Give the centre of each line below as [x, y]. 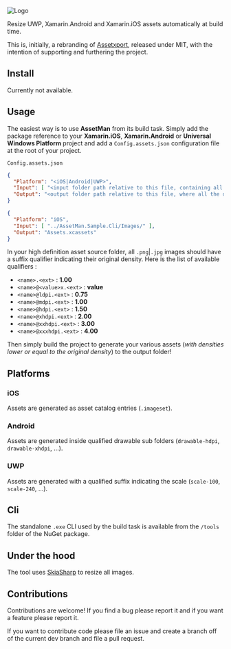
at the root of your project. [44, 150]
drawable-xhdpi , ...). [35, 449]
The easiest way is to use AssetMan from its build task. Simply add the [108, 128]
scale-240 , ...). [27, 488]
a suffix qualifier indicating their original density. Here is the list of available [113, 259]
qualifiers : [22, 267]
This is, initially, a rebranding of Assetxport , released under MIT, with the [110, 44]
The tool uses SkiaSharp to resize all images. [70, 573]
